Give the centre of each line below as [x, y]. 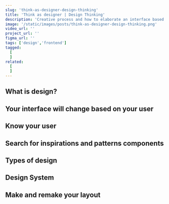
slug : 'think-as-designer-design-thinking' [52, 10]
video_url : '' [20, 29]
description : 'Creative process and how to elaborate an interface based [85, 19]
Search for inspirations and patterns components [85, 143]
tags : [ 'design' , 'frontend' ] [36, 43]
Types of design [31, 160]
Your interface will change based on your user [79, 109]
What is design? [31, 92]
